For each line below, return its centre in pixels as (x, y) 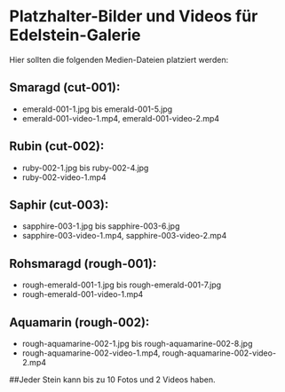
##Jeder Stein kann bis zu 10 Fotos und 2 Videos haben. (112, 380)
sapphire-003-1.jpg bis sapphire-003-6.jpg (101, 226)
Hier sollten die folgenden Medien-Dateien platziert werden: (119, 59)
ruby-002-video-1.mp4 (64, 177)
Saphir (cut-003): (59, 204)
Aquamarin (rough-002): (79, 322)
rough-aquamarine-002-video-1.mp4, (91, 353)
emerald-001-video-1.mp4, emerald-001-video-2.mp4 (121, 118)
